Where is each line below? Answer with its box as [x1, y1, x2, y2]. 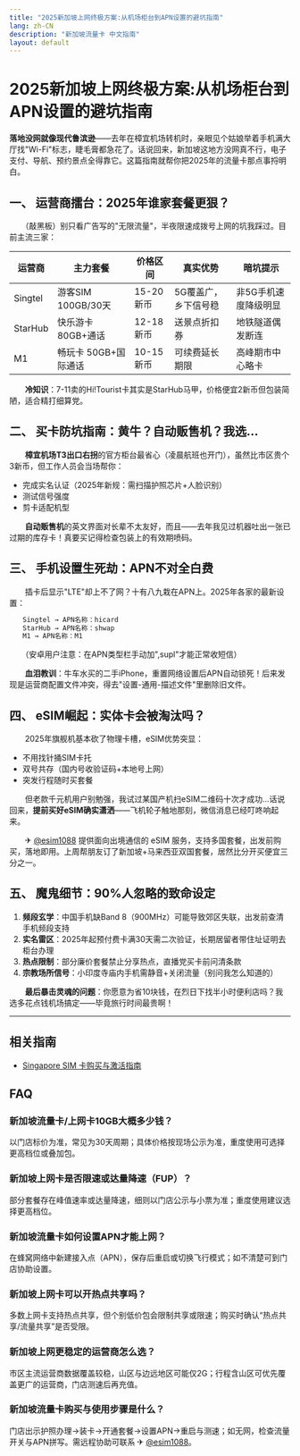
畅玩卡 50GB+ [56, 346, 117, 358]
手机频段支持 [21, 922, 70, 933]
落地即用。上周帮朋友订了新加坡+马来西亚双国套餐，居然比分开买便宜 [24, 846, 281, 857]
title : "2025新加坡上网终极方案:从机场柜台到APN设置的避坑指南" [9, 13, 224, 22]
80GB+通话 [56, 330, 105, 341]
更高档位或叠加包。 [9, 1148, 80, 1158]
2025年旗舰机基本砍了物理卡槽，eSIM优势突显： [24, 734, 204, 745]
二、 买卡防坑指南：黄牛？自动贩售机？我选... [9, 424, 259, 439]
